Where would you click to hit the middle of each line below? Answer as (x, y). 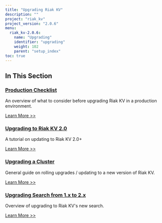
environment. (19, 106)
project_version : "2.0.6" (32, 24)
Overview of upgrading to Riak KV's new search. (55, 206)
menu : (11, 28)
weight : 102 (26, 47)
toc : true (15, 56)
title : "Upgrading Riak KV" (34, 10)
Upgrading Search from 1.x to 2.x (46, 195)
